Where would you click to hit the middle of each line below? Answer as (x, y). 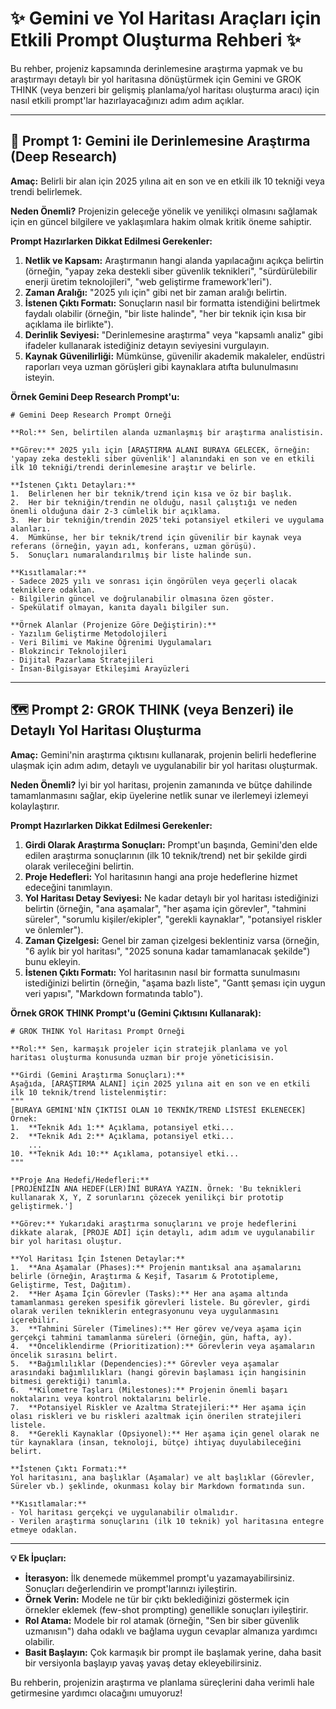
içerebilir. (35, 1320)
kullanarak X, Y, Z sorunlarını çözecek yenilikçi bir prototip (147, 1197)
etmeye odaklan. (44, 1530)
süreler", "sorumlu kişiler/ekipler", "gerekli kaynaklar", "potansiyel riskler (173, 919)
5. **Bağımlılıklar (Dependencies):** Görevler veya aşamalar (145, 1363)
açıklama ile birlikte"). (69, 324)
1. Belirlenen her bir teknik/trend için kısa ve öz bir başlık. (151, 493)
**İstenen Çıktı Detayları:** (73, 485)
